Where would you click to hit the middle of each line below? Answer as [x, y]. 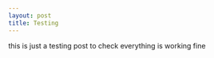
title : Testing [34, 23]
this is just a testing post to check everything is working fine [107, 45]
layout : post [30, 15]
